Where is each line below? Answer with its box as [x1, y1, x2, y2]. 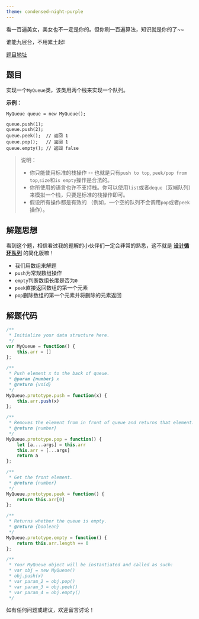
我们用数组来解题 [14, 262, 57, 270]
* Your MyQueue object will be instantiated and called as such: [8, 562, 174, 568]
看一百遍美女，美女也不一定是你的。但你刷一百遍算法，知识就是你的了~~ [6, 25, 185, 33]
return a [17, 453, 38, 459]
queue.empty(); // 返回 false [6, 146, 79, 152]
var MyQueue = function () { [6, 343, 76, 349]
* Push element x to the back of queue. [8, 371, 110, 377]
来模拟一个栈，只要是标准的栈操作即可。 [29, 191, 129, 198]
